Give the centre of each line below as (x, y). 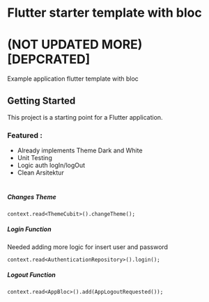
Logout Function (31, 275)
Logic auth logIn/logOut (51, 166)
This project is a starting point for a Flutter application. (85, 117)
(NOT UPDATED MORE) (75, 45)
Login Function (29, 229)
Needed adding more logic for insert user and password (88, 247)
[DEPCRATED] (49, 59)
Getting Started (41, 101)
